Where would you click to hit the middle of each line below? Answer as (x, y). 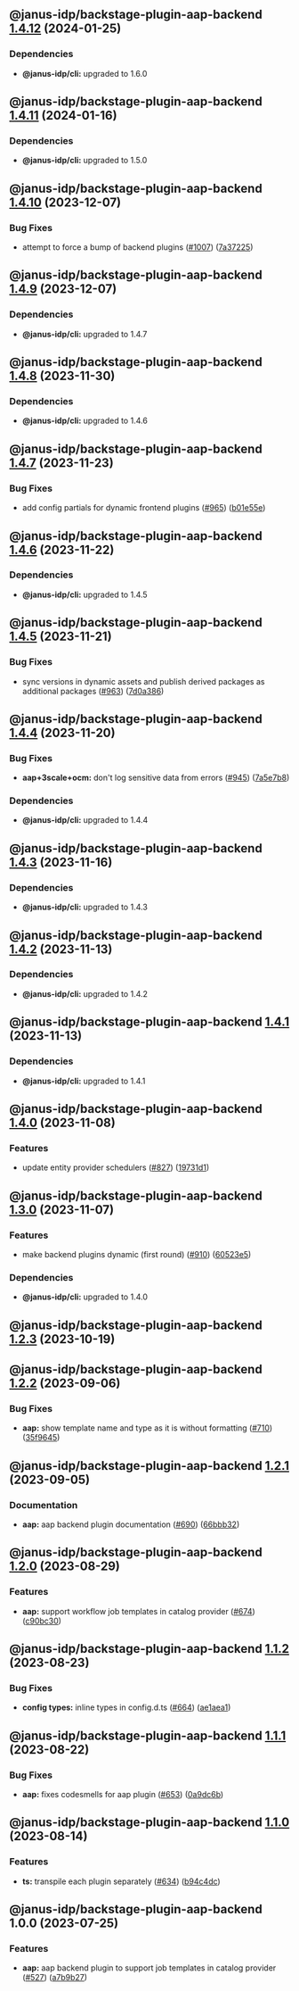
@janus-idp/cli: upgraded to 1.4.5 (85, 594)
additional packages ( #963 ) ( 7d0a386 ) (93, 691)
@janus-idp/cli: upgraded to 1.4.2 (85, 993)
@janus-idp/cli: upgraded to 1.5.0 (85, 161)
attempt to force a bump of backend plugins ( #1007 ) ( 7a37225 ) (137, 247)
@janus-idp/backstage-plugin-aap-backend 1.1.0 (149, 1823)
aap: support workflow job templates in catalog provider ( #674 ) (138, 1611)
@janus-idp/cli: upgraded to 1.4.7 (85, 334)
